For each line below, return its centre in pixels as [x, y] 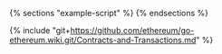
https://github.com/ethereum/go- [132, 30]
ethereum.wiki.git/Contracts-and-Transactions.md [103, 40]
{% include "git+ [40, 30]
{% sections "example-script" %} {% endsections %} [109, 13]
